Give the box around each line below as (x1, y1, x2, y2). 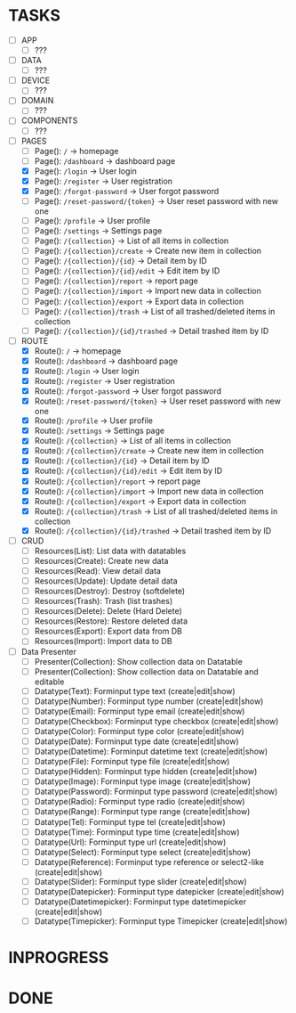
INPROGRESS (8, 948, 109, 968)
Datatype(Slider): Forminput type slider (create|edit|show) (34, 876, 247, 886)
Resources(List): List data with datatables (34, 545, 187, 556)
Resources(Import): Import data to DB (34, 636, 172, 647)
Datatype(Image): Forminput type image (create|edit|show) (34, 776, 251, 787)
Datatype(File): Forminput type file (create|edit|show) (34, 756, 230, 767)
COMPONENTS (20, 115, 78, 126)
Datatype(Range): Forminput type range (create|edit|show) (34, 806, 251, 817)
